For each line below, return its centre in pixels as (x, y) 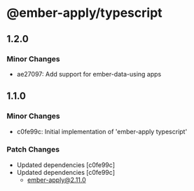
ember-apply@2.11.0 (57, 180)
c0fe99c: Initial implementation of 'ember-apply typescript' (102, 131)
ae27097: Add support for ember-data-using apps (89, 74)
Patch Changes (33, 150)
